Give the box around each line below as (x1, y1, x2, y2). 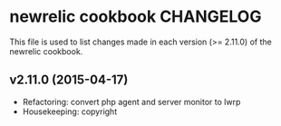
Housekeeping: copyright (22, 106, 118, 117)
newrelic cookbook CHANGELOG (9, 6, 262, 27)
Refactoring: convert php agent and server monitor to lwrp (22, 96, 241, 107)
